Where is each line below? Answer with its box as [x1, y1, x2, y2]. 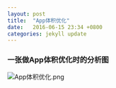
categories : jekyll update [7, 30, 87, 38]
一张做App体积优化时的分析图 [7, 55, 110, 65]
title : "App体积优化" [7, 17, 70, 24]
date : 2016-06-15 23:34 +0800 [7, 23, 103, 31]
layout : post [7, 10, 46, 18]
